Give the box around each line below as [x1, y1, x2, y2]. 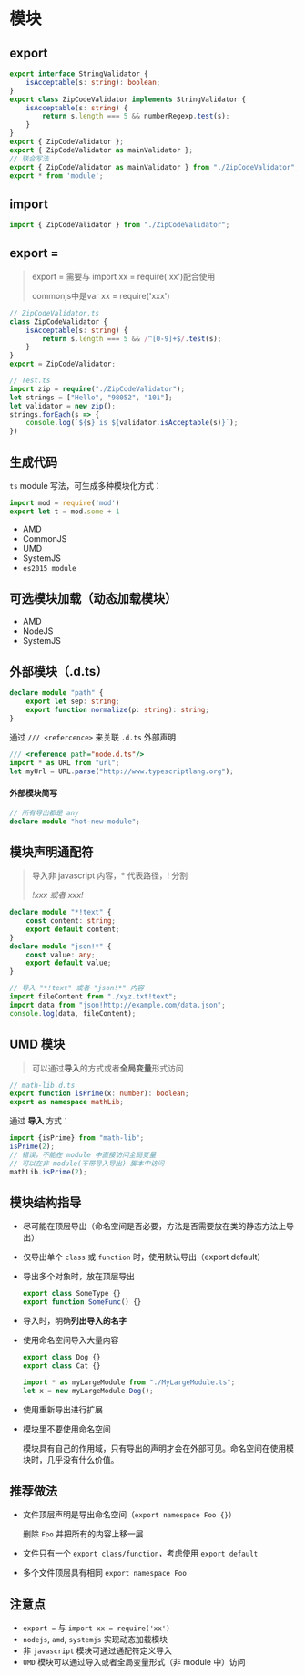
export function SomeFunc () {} [22, 1298, 142, 1307]
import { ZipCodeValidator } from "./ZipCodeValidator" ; [9, 221, 230, 230]
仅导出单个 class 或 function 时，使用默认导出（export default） [22, 1251, 266, 1263]
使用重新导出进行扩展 [22, 1403, 103, 1414]
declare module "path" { [9, 688, 104, 698]
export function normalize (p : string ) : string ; [25, 706, 209, 715]
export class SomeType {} [22, 1289, 121, 1298]
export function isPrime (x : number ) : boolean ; [9, 1089, 189, 1099]
